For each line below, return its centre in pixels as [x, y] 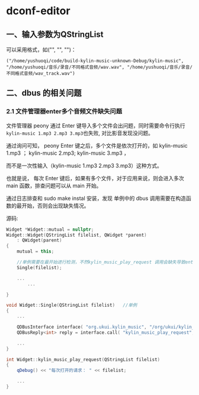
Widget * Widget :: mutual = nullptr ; [50, 230]
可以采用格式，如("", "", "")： [41, 50]
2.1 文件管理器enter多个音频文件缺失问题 [64, 112]
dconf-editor [38, 11]
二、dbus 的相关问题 [44, 93]
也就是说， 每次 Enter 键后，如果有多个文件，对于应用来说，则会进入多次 [95, 178]
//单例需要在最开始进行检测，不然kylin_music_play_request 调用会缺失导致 [101, 262]
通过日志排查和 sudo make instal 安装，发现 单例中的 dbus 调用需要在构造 [96, 198]
